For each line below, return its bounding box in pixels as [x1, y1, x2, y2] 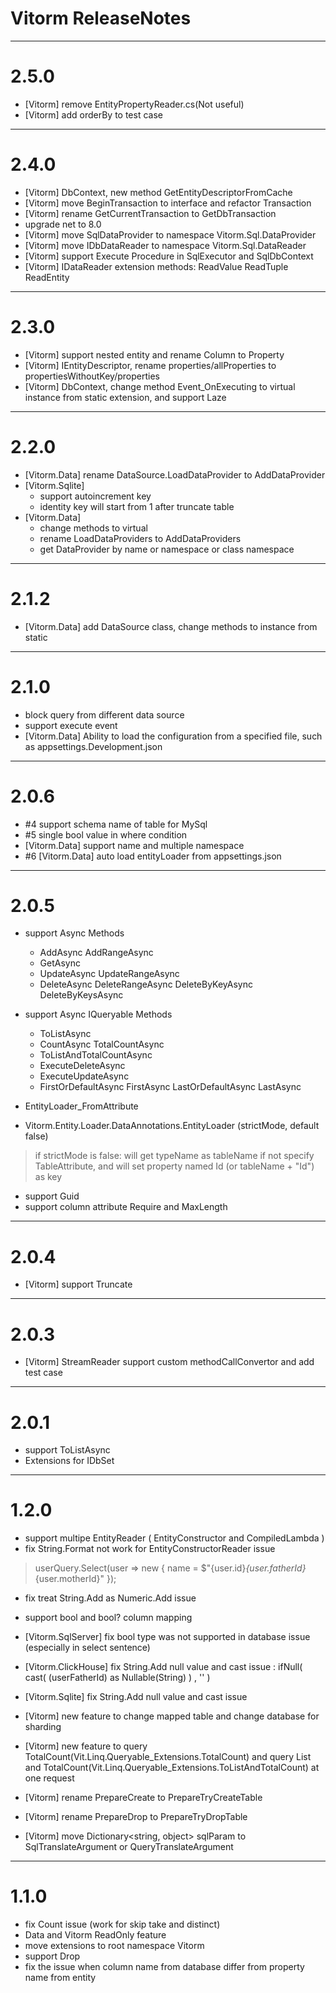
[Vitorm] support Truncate [24, 1278, 133, 1291]
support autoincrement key [39, 490, 152, 502]
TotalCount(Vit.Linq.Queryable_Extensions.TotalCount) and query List [24, 1751, 312, 1763]
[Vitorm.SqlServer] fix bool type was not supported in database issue [24, 1631, 311, 1643]
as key [34, 1171, 63, 1183]
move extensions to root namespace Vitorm [24, 1940, 205, 1952]
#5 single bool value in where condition [24, 828, 188, 841]
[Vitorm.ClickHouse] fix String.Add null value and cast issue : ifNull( [24, 1661, 303, 1673]
